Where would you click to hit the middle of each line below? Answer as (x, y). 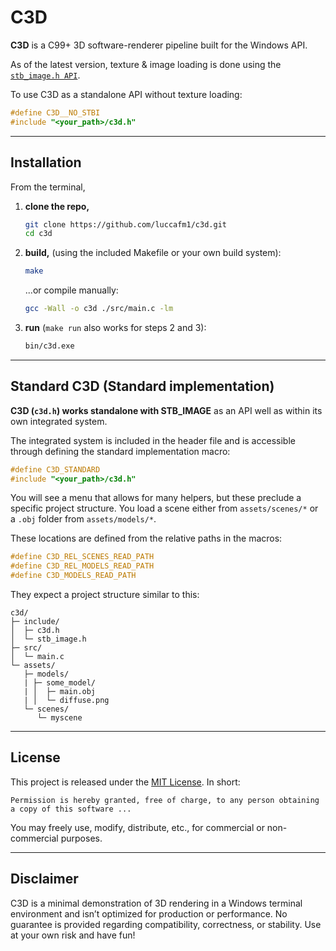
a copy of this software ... (71, 809)
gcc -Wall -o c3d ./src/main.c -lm (99, 309)
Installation (46, 162)
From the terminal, (48, 187)
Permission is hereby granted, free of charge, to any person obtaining (165, 800)
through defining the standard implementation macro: (120, 451)
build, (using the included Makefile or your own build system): (153, 253)
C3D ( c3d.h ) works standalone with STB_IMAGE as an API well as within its (166, 410)
